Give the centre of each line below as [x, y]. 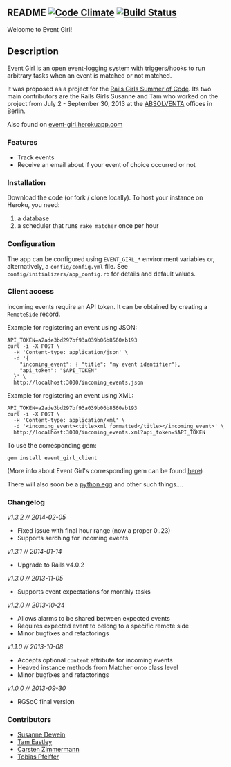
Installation [27, 182]
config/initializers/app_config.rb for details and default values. [101, 274]
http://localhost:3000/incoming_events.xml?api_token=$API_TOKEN [110, 432]
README [27, 13]
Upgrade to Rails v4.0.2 [51, 565]
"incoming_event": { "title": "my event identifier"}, [100, 364]
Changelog [26, 502]
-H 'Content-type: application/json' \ [71, 352]
